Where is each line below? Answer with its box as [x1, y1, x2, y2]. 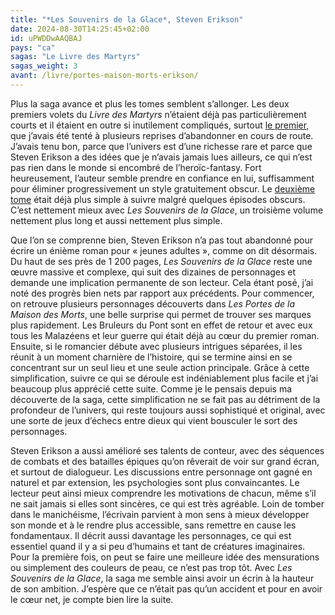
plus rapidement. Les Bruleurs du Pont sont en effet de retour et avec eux [10, 319, 313, 331]
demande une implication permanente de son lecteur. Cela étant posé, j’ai [10, 276, 314, 288]
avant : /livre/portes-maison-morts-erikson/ [10, 71, 199, 81]
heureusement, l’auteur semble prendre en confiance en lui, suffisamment [10, 172, 315, 184]
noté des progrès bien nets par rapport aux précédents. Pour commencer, [10, 287, 315, 299]
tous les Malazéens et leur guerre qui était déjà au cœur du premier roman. [10, 329, 320, 341]
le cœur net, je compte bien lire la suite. [10, 593, 174, 605]
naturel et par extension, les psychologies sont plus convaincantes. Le [10, 476, 300, 488]
